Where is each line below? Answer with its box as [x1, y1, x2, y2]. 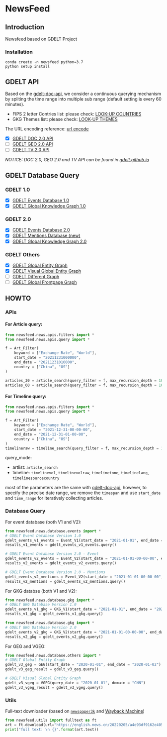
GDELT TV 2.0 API [12, 147, 50, 153]
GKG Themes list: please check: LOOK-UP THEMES [12, 116, 118, 122]
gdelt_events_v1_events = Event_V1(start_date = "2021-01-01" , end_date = [5, 538, 164, 543]
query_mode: [5, 455, 32, 461]
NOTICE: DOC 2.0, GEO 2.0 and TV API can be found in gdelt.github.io [5, 157, 149, 163]
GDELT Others [5, 251, 40, 258]
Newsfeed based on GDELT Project [5, 36, 78, 42]
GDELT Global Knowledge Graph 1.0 [12, 203, 86, 209]
